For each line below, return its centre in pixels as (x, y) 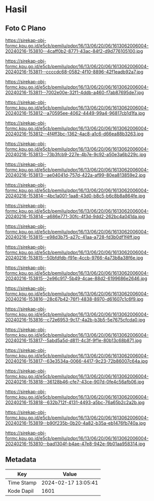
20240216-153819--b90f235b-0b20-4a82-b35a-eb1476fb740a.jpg (75, 423)
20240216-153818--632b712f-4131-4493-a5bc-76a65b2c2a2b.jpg (75, 402)
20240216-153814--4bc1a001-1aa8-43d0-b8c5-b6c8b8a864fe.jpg (75, 196)
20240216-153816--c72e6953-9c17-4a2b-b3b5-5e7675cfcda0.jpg (75, 320)
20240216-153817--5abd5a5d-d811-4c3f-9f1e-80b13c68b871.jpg (73, 340)
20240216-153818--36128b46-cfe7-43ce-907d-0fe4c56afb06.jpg (75, 382)
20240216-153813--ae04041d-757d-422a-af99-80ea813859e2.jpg (75, 175)
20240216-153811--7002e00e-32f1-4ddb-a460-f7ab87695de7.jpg (75, 92)
